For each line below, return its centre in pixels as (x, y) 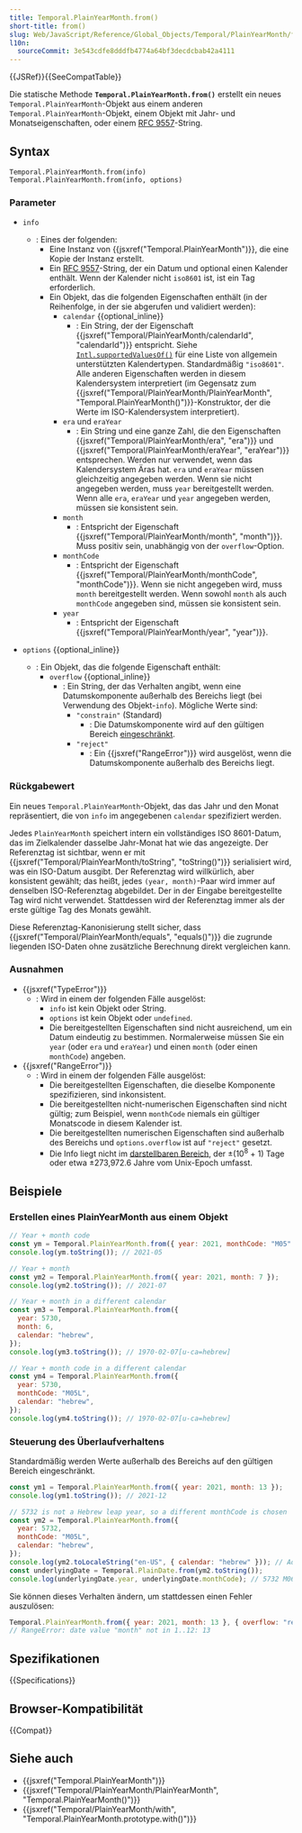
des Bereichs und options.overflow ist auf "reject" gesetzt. (160, 1142)
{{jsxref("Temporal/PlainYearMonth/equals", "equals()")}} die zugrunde (141, 936)
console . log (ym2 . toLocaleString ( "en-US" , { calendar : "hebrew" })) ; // (146, 1562)
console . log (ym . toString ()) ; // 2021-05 (86, 1252)
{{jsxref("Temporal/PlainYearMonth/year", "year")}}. (172, 633)
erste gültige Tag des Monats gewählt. (80, 909)
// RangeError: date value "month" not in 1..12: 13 (110, 1631)
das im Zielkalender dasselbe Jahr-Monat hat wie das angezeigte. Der (139, 843)
